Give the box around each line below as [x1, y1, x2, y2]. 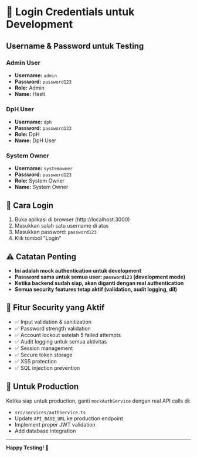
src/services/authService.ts [14, 410, 86, 415]
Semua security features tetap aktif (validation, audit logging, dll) [14, 286, 178, 293]
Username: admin [14, 71, 57, 78]
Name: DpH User [14, 137, 57, 144]
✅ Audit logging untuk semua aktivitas [14, 338, 107, 345]
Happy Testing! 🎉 [6, 444, 49, 451]
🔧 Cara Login [6, 200, 54, 210]
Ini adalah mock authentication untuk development [14, 267, 142, 274]
